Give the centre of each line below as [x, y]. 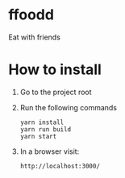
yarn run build [46, 129]
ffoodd [31, 15]
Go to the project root [56, 92]
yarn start [38, 136]
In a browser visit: [50, 151]
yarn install [42, 122]
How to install [55, 70]
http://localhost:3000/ [60, 166]
